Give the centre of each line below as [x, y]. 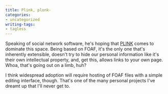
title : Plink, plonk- [28, 10]
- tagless [16, 29]
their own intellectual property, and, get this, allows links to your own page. [84, 60]
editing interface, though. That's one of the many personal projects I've [80, 81]
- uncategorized [22, 19]
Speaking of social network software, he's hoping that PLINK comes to [80, 43]
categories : [18, 15]
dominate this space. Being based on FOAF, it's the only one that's [75, 49]
